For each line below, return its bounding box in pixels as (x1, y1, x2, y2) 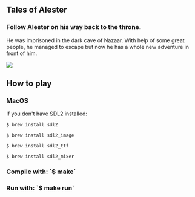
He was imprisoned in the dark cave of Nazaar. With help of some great (6, 36, 185, 44)
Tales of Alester (6, 5, 68, 15)
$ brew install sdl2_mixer (6, 153, 74, 160)
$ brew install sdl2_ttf (6, 143, 69, 149)
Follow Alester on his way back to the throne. (6, 23, 142, 31)
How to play (6, 79, 52, 89)
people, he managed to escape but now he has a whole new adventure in (6, 43, 190, 50)
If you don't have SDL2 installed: (6, 110, 88, 117)
